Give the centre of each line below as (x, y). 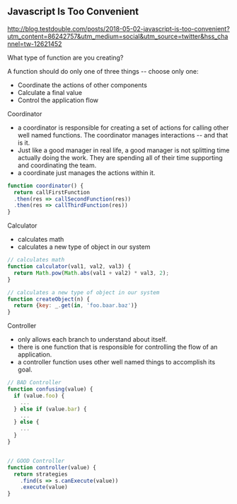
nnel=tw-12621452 (35, 44)
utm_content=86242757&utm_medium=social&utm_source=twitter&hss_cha (118, 36)
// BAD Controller (34, 383)
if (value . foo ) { (39, 396)
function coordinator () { (45, 186)
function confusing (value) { (50, 389)
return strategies (41, 474)
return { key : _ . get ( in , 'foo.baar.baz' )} (76, 306)
